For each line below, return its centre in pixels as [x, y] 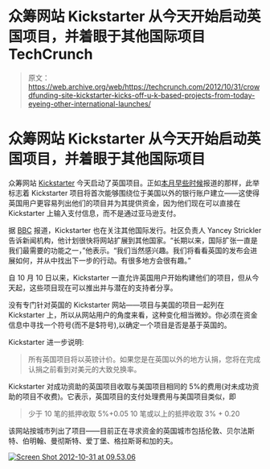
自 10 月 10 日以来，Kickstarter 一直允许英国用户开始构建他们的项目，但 [127, 277]
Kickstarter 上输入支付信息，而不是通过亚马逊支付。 [94, 213]
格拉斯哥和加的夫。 [145, 441]
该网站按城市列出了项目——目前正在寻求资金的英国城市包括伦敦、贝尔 [125, 430]
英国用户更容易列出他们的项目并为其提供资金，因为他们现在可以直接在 [125, 203]
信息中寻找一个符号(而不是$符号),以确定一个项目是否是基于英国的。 [120, 325]
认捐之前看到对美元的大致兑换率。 [84, 369]
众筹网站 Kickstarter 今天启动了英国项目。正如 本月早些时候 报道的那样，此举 [134, 183]
